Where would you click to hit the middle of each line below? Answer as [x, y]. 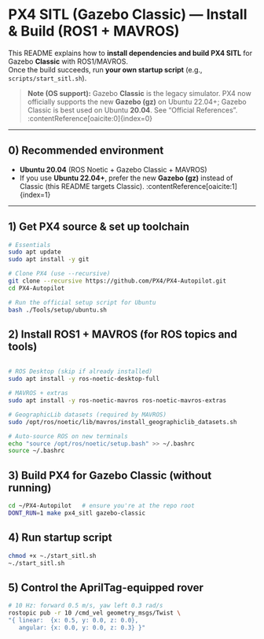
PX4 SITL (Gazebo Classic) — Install [128, 15]
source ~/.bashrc [37, 451]
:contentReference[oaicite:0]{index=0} [90, 118]
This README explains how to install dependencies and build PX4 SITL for [130, 53]
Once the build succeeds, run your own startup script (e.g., [105, 69]
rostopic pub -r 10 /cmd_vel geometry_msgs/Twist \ [94, 613]
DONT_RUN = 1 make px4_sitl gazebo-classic [77, 513]
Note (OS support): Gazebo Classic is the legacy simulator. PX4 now [139, 93]
